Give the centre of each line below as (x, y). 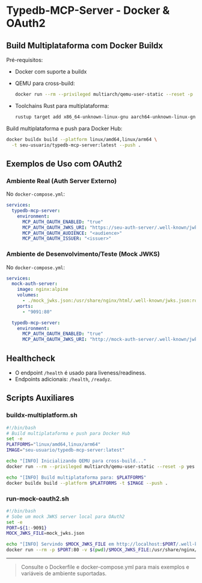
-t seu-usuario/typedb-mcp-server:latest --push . (76, 145)
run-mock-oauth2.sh (38, 499)
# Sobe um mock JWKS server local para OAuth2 (66, 516)
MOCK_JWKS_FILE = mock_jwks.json (45, 534)
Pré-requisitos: (25, 60)
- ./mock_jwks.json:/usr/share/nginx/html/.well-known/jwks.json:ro (110, 301)
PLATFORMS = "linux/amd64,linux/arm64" (54, 444)
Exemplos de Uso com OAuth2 (64, 164)
